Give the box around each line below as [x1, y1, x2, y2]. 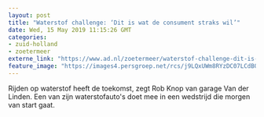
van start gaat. [8, 100, 55, 109]
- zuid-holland [8, 41, 58, 48]
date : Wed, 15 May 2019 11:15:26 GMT [8, 26, 132, 34]
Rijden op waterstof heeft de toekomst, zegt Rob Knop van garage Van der [8, 83, 249, 93]
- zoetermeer [8, 48, 51, 55]
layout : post [8, 11, 51, 19]
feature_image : [8, 62, 58, 70]
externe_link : [8, 55, 55, 63]
